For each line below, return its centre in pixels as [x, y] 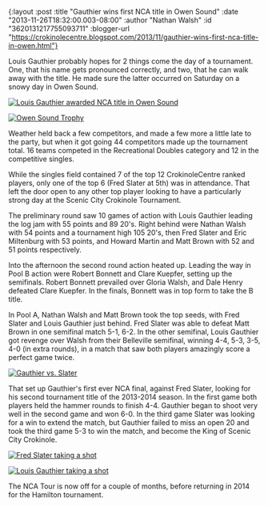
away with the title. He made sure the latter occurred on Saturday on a [124, 78]
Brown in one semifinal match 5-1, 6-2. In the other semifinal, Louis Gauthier [134, 332]
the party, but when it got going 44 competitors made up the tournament [128, 142]
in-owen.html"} [33, 46]
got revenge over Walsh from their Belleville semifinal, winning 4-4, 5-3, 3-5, [134, 340]
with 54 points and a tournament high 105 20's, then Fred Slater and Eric [128, 233]
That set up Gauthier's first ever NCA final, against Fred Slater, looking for [130, 389]
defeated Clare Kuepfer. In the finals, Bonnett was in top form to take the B [131, 291]
